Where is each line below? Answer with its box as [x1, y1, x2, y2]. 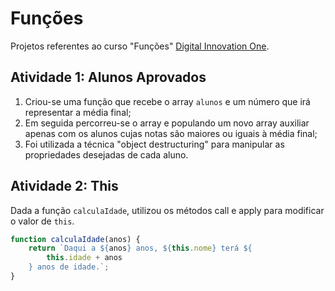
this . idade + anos [46, 253, 123, 263]
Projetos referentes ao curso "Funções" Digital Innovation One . [10, 40, 270, 52]
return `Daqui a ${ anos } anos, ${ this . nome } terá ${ [28, 243, 253, 254]
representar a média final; [24, 106, 132, 118]
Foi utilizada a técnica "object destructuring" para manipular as [24, 138, 285, 150]
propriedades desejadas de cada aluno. [24, 148, 189, 161]
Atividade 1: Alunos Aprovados [10, 69, 207, 86]
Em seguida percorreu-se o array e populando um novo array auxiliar [24, 117, 310, 129]
